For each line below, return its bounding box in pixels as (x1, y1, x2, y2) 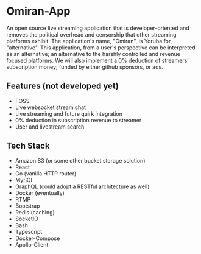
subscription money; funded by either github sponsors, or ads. (6, 63, 163, 71)
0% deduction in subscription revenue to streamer (15, 116, 142, 124)
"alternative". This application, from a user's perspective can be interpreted (6, 44, 196, 51)
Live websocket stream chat (15, 104, 86, 111)
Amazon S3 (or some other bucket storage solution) (15, 157, 146, 164)
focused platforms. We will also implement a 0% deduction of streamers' (6, 57, 189, 64)
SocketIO (15, 215, 38, 222)
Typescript (15, 228, 43, 235)
